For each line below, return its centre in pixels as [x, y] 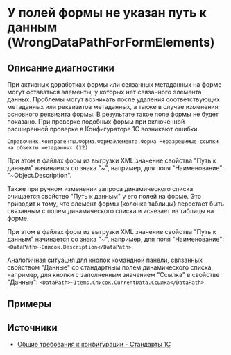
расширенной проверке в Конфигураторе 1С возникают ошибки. [103, 129]
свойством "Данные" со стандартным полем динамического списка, [110, 267]
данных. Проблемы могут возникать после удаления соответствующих [114, 99]
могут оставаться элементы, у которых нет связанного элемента [104, 92]
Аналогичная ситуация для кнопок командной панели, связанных [105, 260]
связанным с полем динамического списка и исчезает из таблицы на [111, 211]
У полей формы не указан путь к [107, 13]
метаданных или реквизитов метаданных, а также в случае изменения [113, 107]
